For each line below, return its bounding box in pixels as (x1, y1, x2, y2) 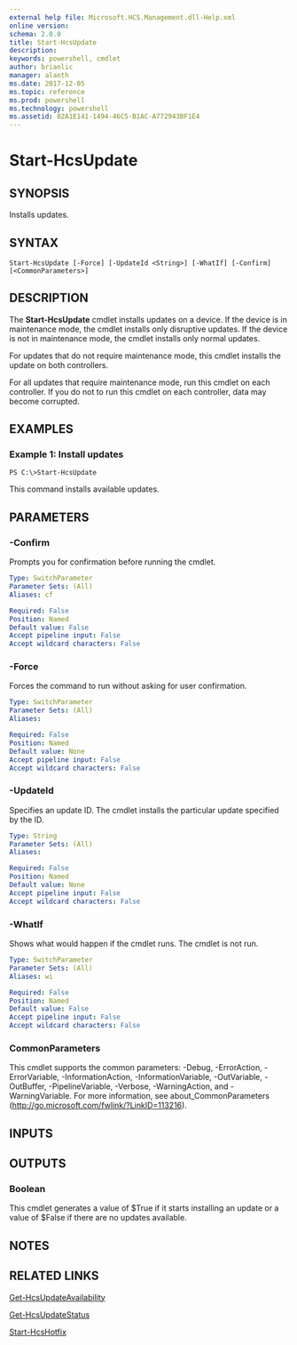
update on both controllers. (9, 359, 109, 370)
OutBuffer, (9, 1081, 47, 1092)
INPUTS (9, 1125, 53, 1141)
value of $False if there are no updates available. (9, 1213, 188, 1223)
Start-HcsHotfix (9, 1326, 66, 1337)
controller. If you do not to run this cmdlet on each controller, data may (9, 386, 267, 396)
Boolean (9, 1183, 46, 1196)
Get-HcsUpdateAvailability (9, 1292, 106, 1302)
